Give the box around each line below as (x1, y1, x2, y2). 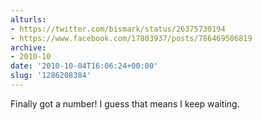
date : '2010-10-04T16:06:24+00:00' (10, 61, 159, 71)
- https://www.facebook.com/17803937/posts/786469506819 (10, 33, 253, 43)
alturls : (10, 14, 47, 25)
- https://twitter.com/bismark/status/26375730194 (10, 24, 226, 34)
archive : (10, 42, 47, 53)
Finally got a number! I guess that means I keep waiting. (10, 97, 240, 110)
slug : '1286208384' (10, 71, 92, 81)
